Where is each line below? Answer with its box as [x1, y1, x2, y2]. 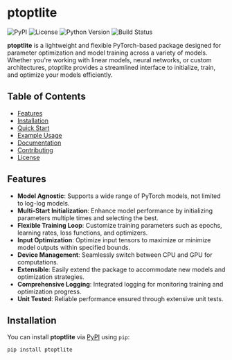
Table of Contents [7, 91, 87, 102]
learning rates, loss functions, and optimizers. [17, 228, 148, 237]
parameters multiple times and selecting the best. [17, 213, 159, 222]
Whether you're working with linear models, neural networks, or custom [7, 55, 213, 64]
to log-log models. [17, 199, 70, 207]
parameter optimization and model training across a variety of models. [7, 48, 208, 57]
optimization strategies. [17, 272, 84, 281]
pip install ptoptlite [7, 346, 73, 354]
